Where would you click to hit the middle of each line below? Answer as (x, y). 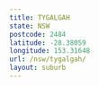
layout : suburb (38, 68)
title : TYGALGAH (40, 17)
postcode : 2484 (38, 34)
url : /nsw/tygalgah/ (48, 59)
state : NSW (30, 26)
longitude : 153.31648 (50, 51)
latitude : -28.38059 (48, 43)
